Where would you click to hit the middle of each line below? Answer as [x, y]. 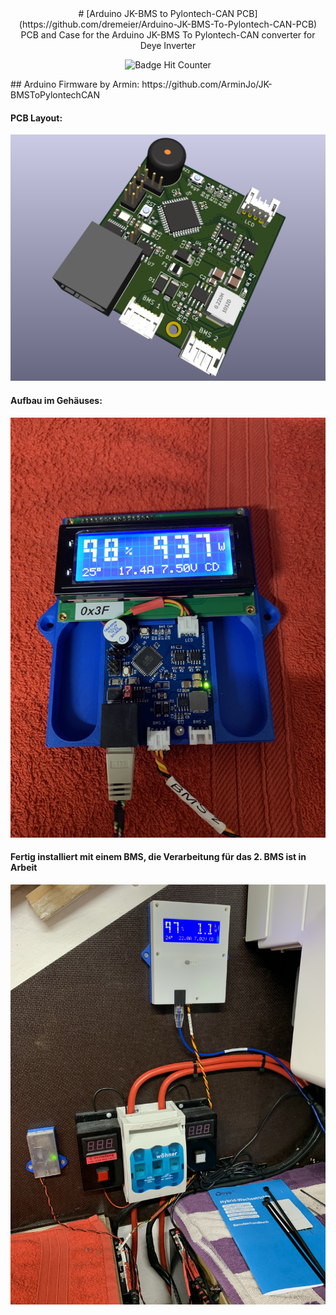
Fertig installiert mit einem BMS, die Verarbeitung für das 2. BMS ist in [158, 857]
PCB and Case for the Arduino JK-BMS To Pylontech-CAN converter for [168, 35]
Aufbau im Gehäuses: [56, 401]
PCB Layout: [36, 118]
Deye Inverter [168, 45]
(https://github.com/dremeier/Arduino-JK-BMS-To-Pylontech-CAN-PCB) [168, 24]
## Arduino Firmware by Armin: [75, 84]
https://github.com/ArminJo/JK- [207, 84]
